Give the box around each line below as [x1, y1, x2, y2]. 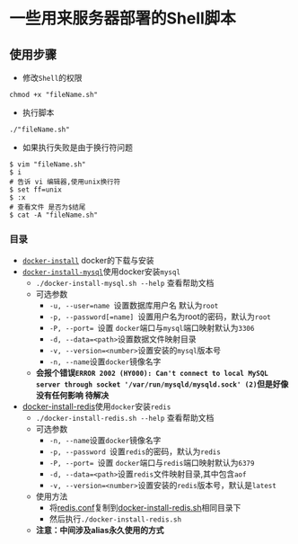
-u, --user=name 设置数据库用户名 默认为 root [48, 300, 219, 311]
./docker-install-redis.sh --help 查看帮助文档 [35, 413, 215, 424]
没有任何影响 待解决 [35, 390, 110, 401]
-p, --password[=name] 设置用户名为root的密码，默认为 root [48, 311, 271, 322]
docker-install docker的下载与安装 [22, 255, 154, 266]
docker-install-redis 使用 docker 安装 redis [22, 401, 171, 412]
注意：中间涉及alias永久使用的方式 [35, 525, 164, 536]
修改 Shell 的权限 [22, 73, 83, 83]
